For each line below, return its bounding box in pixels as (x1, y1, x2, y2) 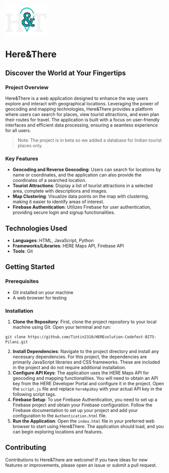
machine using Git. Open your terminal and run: (12, 324, 111, 330)
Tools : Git (12, 248, 33, 254)
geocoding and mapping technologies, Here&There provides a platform (5, 106, 153, 112)
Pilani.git (5, 339, 28, 344)
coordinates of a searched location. (12, 178, 87, 184)
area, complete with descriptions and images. (12, 188, 107, 194)
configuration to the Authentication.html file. (12, 412, 107, 419)
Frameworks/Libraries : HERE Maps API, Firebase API (12, 243, 124, 249)
